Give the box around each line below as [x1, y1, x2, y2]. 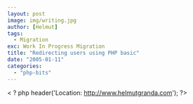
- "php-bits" [13, 69, 52, 76]
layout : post [7, 10, 46, 18]
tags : [7, 30, 23, 37]
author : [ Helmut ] [7, 23, 58, 30]
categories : [7, 63, 42, 70]
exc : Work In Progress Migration [7, 43, 105, 50]
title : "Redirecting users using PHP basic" [7, 50, 140, 57]
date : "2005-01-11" [7, 56, 65, 63]
